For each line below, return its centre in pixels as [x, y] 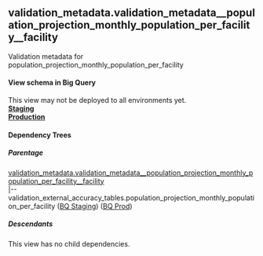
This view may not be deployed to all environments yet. [97, 101]
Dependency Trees [40, 135]
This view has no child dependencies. [69, 243]
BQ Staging [78, 206]
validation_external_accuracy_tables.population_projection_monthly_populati [131, 197]
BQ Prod [116, 206]
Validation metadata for [46, 56]
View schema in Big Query [52, 82]
